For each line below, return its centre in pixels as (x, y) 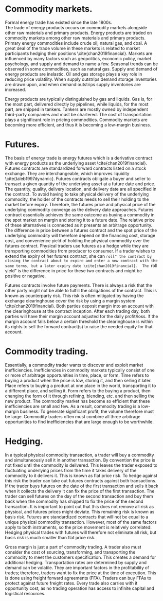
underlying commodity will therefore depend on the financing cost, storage (80, 235)
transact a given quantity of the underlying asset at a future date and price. (80, 184)
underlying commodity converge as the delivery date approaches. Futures (79, 210)
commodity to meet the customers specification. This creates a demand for (81, 557)
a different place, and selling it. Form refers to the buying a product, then (78, 390)
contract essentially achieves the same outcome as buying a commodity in (80, 214)
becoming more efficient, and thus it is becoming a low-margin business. (78, 124)
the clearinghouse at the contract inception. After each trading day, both (78, 311)
